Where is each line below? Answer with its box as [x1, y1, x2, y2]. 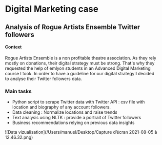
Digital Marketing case [5, 3, 99, 15]
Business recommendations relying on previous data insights [12, 120, 135, 125]
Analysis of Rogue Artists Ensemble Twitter [5, 23, 141, 31]
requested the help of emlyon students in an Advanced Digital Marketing [5, 65, 151, 71]
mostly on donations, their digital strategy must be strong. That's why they [5, 60, 155, 66]
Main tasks [5, 88, 32, 95]
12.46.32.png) [5, 134, 33, 140]
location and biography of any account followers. [12, 104, 111, 110]
